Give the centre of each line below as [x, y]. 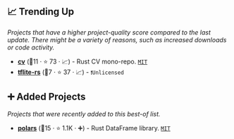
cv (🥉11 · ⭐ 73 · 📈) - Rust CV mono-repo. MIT [82, 61]
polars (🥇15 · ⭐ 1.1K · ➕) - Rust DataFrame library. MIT [94, 128]
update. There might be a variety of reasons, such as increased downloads [117, 40]
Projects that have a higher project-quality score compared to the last [109, 32]
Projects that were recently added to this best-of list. [84, 114]
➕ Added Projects [47, 97]
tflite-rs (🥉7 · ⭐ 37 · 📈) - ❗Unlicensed [71, 72]
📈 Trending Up [41, 12]
